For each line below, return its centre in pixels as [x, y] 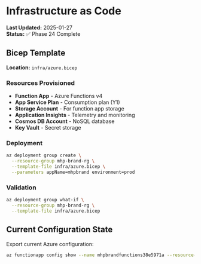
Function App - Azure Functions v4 [59, 96]
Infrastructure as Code [64, 11]
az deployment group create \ [44, 156]
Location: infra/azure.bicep [42, 67]
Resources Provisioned [41, 83]
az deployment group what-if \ [45, 200]
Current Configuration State [60, 230]
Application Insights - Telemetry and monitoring [75, 115]
